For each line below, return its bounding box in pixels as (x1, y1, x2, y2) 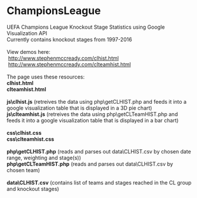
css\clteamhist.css (6, 135, 55, 142)
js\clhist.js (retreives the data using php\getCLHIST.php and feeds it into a (6, 98, 187, 105)
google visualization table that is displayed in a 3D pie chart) (6, 104, 152, 111)
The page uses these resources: (6, 73, 85, 80)
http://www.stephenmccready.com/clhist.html (8, 54, 119, 62)
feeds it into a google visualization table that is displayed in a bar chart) (6, 117, 179, 124)
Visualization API (6, 29, 47, 36)
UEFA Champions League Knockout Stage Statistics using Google (6, 23, 165, 30)
